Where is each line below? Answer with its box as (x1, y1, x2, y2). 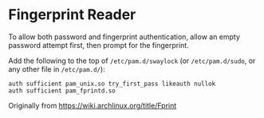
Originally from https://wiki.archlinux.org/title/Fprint (8, 100, 177, 110)
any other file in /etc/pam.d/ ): (8, 64, 105, 73)
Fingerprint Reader (8, 6, 136, 24)
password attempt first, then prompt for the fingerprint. (8, 40, 189, 49)
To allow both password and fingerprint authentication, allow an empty (8, 32, 241, 41)
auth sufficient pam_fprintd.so (8, 86, 116, 95)
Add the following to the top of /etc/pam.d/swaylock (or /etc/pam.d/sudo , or (8, 56, 256, 65)
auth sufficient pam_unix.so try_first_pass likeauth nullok (8, 80, 216, 88)
